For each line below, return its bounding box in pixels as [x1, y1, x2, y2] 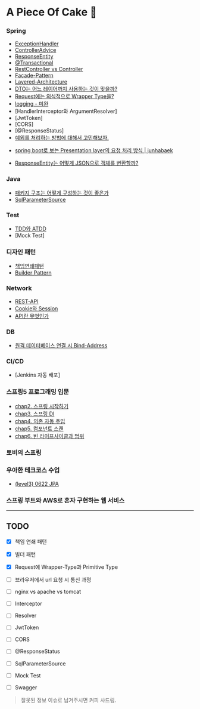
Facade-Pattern [14, 72, 54, 79]
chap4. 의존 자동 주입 [14, 417, 65, 424]
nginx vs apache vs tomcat [14, 588, 82, 596]
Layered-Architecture [14, 78, 67, 85]
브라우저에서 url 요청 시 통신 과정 [14, 576, 92, 584]
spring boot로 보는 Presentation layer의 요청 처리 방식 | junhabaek [14, 147, 173, 154]
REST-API [14, 298, 39, 305]
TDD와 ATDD [14, 225, 46, 232]
